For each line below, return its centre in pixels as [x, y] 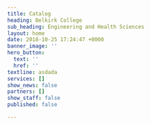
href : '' [26, 66]
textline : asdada [32, 72]
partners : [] [26, 91]
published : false [32, 105]
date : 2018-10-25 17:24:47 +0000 [56, 40]
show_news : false [32, 85]
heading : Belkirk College [45, 20]
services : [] [26, 79]
